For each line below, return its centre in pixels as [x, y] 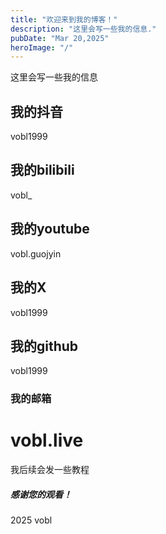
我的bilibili [42, 170]
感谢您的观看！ [41, 494]
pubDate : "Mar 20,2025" [60, 38]
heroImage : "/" [42, 47]
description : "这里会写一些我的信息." [83, 29]
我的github [44, 346]
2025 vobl [31, 520]
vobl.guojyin [36, 253]
